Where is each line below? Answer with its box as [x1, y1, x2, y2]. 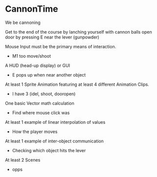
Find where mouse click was [12, 110, 70, 116]
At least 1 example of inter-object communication [5, 138, 104, 144]
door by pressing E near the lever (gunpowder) [5, 34, 99, 40]
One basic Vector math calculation [5, 100, 74, 106]
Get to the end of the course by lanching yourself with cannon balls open [5, 29, 153, 35]
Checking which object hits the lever [12, 147, 86, 153]
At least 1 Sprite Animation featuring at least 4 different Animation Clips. [5, 81, 149, 87]
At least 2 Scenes [5, 157, 41, 163]
